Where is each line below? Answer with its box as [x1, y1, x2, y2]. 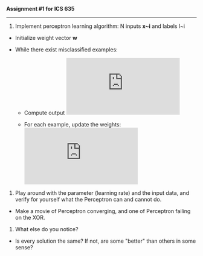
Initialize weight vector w [14, 34, 77, 41]
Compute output [24, 109, 65, 116]
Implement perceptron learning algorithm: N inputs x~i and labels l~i [14, 22, 185, 30]
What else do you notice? [14, 226, 79, 232]
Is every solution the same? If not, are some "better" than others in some [14, 237, 196, 245]
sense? [14, 244, 33, 251]
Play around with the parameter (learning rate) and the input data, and [14, 189, 189, 196]
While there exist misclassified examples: [14, 46, 118, 53]
